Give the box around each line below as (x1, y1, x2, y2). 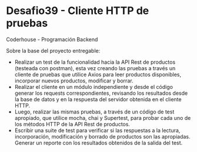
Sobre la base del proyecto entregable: (6, 47, 101, 54)
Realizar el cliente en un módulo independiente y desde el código (14, 83, 173, 90)
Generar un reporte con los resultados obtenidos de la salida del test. (14, 139, 183, 146)
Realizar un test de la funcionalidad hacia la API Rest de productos (14, 58, 176, 65)
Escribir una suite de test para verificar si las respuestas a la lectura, (14, 127, 181, 134)
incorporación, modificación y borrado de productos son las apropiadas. (14, 133, 191, 140)
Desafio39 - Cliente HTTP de (6, 4, 149, 18)
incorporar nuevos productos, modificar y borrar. (14, 77, 133, 84)
